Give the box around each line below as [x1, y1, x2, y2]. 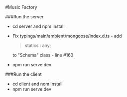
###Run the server [5, 14, 44, 19]
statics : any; [24, 43, 51, 48]
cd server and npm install [12, 23, 65, 29]
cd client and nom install [12, 81, 63, 87]
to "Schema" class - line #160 [12, 52, 74, 58]
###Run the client [5, 71, 42, 77]
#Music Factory [5, 4, 37, 10]
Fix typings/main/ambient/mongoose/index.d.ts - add [12, 33, 122, 39]
